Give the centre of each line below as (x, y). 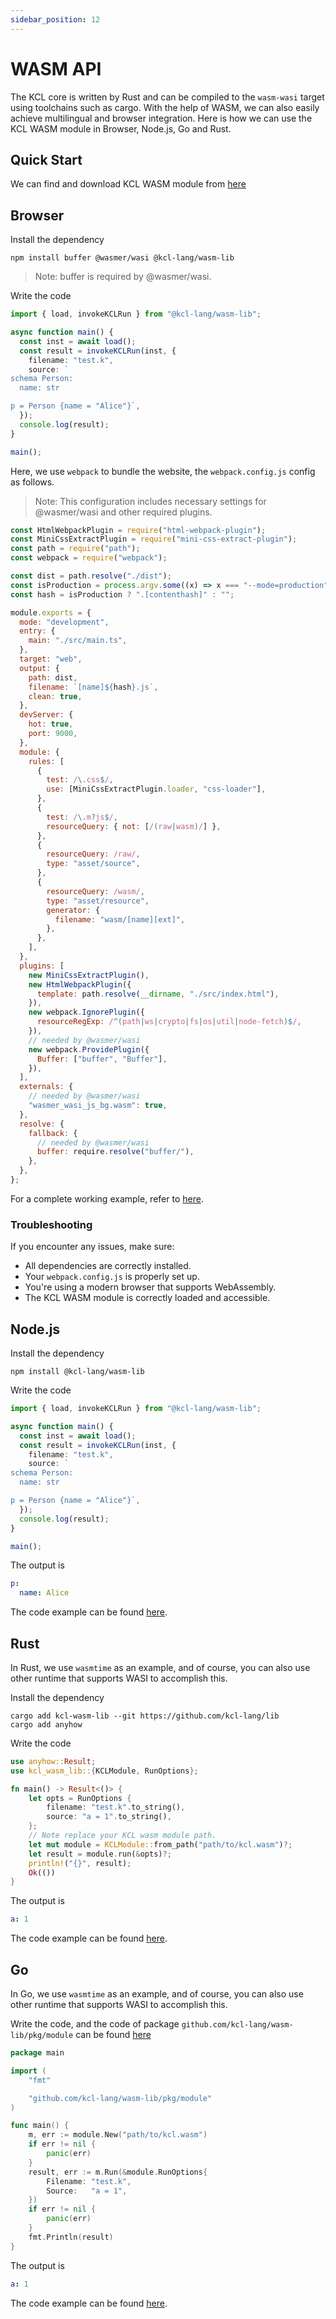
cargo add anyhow (46, 1724)
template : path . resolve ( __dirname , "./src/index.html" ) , (158, 994)
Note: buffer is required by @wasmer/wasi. (123, 277)
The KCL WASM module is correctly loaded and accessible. (147, 1298)
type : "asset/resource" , (98, 901)
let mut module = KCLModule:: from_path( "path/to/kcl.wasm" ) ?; (160, 1844)
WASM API (56, 68)
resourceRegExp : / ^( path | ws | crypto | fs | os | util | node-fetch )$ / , (169, 1022)
